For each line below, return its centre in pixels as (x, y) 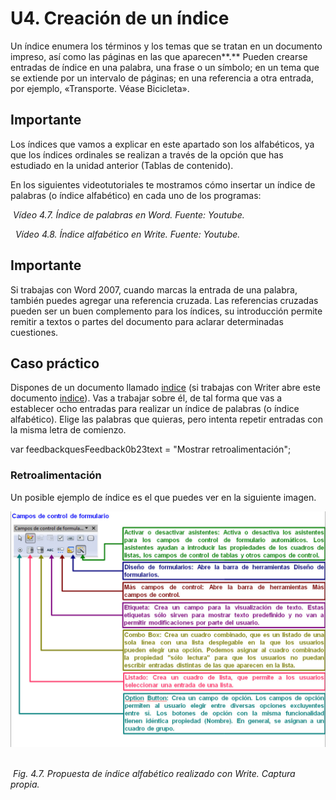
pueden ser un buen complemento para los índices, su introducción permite (166, 311)
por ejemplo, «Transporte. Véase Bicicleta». (100, 88)
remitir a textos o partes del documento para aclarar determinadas (147, 321)
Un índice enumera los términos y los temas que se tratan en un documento (166, 46)
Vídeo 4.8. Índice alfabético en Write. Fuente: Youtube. (127, 234)
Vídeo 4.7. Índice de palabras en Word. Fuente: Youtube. (128, 214)
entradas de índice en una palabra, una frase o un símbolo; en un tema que (165, 67)
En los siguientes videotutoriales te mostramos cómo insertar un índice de (163, 184)
